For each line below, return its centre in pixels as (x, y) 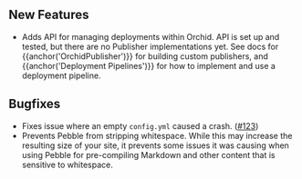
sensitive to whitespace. (67, 164)
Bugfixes (35, 104)
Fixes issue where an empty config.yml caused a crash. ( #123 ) (140, 125)
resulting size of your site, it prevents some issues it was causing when (155, 145)
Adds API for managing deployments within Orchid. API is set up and (151, 36)
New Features (49, 15)
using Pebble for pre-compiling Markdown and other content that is (148, 154)
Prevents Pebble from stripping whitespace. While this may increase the (157, 135)
